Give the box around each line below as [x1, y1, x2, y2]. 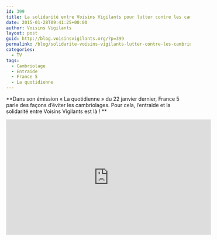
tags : [6, 57, 19, 63]
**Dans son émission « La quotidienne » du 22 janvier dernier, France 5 [6, 95, 180, 102]
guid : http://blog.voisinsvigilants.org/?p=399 [6, 36, 125, 42]
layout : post [6, 30, 38, 36]
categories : [6, 47, 35, 53]
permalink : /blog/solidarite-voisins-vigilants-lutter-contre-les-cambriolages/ [6, 42, 208, 47]
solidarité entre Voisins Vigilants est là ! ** [6, 108, 107, 115]
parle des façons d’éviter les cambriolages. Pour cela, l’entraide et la [6, 102, 171, 108]
